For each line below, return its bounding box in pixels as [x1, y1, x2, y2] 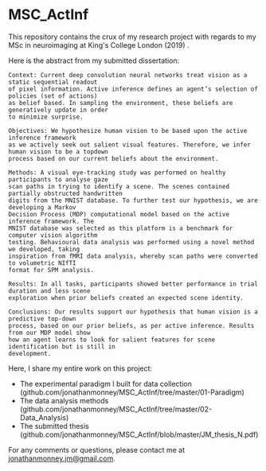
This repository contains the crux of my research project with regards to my [8, 32, 256, 41]
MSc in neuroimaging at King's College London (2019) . [8, 40, 190, 49]
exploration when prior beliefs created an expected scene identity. [8, 294, 244, 302]
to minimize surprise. [8, 113, 84, 121]
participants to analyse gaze [8, 175, 109, 184]
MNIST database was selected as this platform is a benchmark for [8, 224, 233, 232]
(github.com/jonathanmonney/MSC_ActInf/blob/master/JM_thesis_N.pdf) [19, 430, 259, 439]
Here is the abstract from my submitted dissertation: [8, 56, 180, 65]
